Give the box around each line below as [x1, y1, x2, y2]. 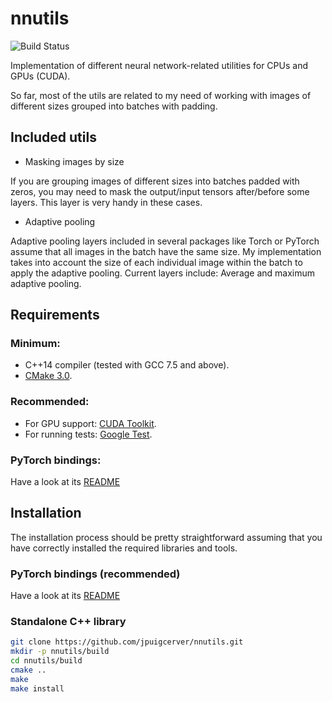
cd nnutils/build [10, 656, 83, 666]
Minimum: [10, 337, 61, 351]
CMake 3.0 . [24, 370, 73, 382]
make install [10, 683, 65, 694]
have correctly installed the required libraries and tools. [10, 542, 238, 554]
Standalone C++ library [10, 615, 127, 629]
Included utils [10, 129, 97, 146]
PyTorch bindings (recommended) [10, 567, 181, 581]
